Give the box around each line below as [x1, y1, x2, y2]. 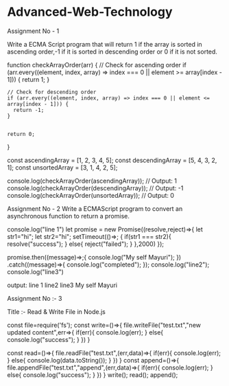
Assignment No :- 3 [7, 294, 62, 302]
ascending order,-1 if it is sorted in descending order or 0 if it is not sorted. [7, 47, 218, 56]
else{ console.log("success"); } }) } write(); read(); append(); [7, 370, 178, 378]
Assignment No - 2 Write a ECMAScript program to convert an [7, 204, 183, 213]
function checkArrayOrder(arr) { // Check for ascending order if [7, 60, 186, 69]
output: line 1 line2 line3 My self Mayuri [7, 281, 118, 289]
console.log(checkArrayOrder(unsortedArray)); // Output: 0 [7, 191, 175, 199]
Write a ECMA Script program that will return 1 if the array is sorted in [7, 40, 202, 48]
